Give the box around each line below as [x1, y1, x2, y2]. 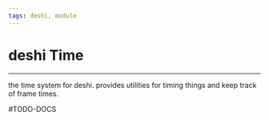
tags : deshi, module [8, 11, 78, 20]
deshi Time [8, 46, 84, 64]
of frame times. [8, 89, 59, 98]
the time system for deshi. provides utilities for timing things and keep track [8, 80, 257, 90]
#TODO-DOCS [8, 104, 57, 114]
